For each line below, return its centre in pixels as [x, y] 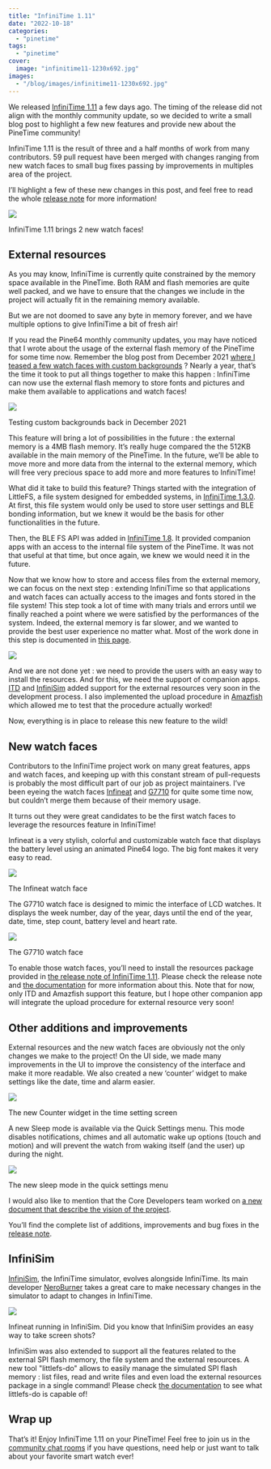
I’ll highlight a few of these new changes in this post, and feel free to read [131, 189]
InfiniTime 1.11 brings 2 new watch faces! [76, 229]
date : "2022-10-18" [41, 23]
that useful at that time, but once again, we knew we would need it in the [129, 556]
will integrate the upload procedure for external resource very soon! [121, 1003]
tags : [17, 46]
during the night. [36, 1154]
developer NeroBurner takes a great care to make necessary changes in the [135, 1287]
